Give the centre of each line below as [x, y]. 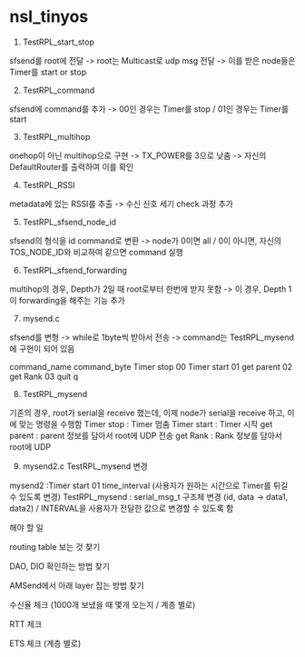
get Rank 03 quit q [44, 376]
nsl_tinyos [49, 17]
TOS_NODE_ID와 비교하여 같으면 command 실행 [96, 252]
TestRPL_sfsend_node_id [69, 222]
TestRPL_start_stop [59, 42]
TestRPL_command [59, 90]
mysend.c [41, 318]
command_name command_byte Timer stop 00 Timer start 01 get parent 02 [151, 366]
